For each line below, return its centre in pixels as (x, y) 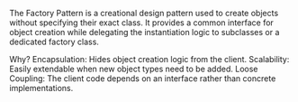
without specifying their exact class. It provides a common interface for (142, 23)
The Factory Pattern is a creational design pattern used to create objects (144, 13)
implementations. (41, 88)
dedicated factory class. (54, 42)
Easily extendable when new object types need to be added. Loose (134, 69)
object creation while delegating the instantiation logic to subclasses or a (144, 32)
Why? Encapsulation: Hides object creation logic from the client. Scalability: (149, 59)
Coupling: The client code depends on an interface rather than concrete (143, 79)
